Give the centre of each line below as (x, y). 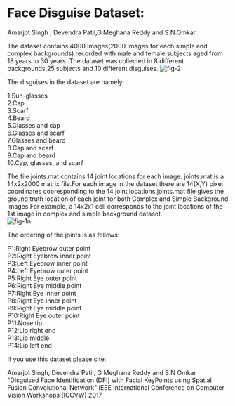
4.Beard (19, 118)
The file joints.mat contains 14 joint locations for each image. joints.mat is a (116, 176)
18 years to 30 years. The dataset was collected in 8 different (96, 60)
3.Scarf (18, 110)
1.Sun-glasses (27, 96)
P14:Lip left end (30, 345)
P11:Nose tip (25, 323)
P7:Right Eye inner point (42, 293)
